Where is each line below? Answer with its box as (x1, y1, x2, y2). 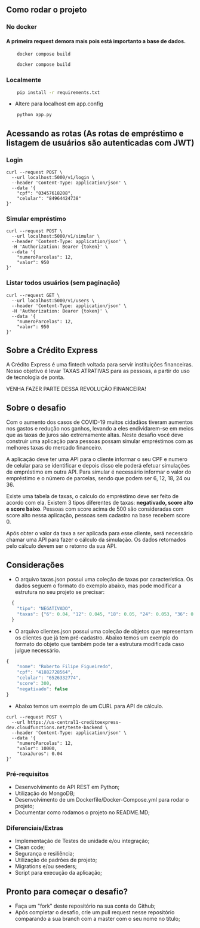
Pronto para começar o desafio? (6, 886, 128, 897)
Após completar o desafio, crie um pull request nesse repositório (14, 909, 175, 916)
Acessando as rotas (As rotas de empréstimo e (6, 128, 184, 138)
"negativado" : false (17, 686, 68, 692)
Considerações (6, 560, 64, 570)
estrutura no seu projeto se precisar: (14, 589, 105, 596)
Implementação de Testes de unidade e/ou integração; (14, 838, 150, 845)
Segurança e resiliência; (14, 850, 75, 857)
